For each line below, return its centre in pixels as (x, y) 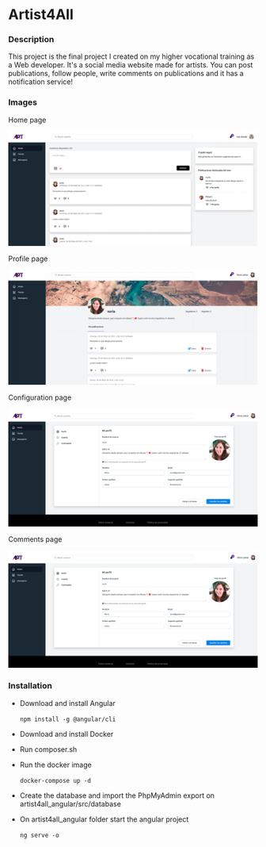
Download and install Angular (68, 703)
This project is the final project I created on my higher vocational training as (131, 56)
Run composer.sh (48, 749)
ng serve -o (39, 835)
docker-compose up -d (55, 780)
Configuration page (40, 397)
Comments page (35, 539)
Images (23, 102)
